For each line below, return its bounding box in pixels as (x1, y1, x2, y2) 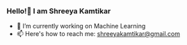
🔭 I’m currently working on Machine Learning (16, 22, 146, 30)
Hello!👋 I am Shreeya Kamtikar (6, 6, 111, 16)
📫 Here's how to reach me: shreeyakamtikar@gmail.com (16, 30, 181, 38)
